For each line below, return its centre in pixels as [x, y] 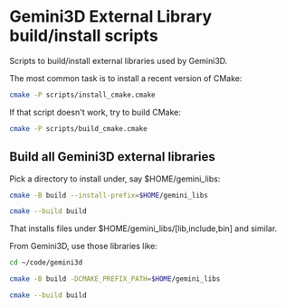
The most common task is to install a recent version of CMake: [126, 78]
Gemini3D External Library [111, 17]
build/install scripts [84, 36]
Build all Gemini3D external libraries [112, 157]
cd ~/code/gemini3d [46, 263]
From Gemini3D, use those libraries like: [84, 247]
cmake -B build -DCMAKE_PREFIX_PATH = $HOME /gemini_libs [115, 279]
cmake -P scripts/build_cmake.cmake [78, 128]
